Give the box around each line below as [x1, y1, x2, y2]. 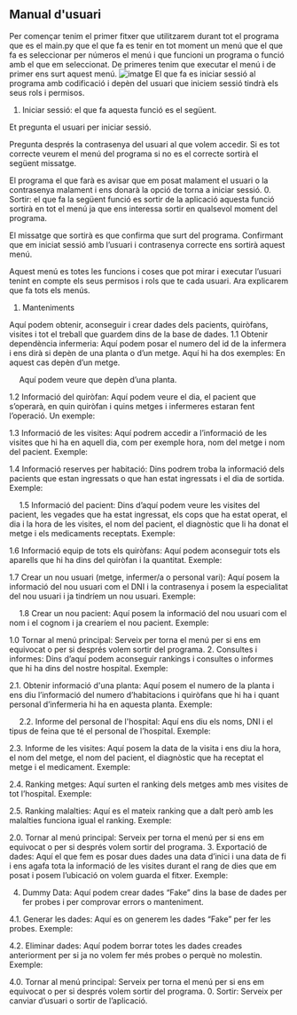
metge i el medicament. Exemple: [9, 761, 131, 772]
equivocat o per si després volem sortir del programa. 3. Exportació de [9, 841, 268, 852]
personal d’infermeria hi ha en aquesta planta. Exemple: [9, 699, 213, 710]
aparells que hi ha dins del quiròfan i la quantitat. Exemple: [9, 554, 223, 565]
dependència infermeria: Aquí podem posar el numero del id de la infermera [9, 337, 286, 349]
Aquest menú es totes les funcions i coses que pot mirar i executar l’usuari [9, 266, 282, 276]
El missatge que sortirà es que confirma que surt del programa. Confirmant [9, 230, 284, 241]
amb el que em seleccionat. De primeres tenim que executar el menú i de [9, 59, 277, 69]
